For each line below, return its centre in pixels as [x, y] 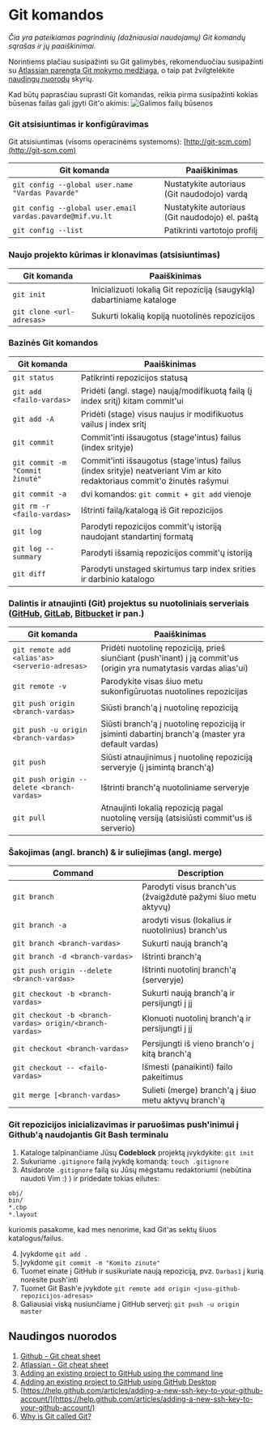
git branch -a [40, 925]
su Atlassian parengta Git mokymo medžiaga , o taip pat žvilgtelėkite [121, 70]
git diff [29, 574]
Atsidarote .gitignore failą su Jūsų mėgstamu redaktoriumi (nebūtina [136, 1170]
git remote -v [40, 687]
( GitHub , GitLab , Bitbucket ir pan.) [76, 613]
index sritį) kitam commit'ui [132, 401]
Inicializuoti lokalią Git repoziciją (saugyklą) [173, 289]
